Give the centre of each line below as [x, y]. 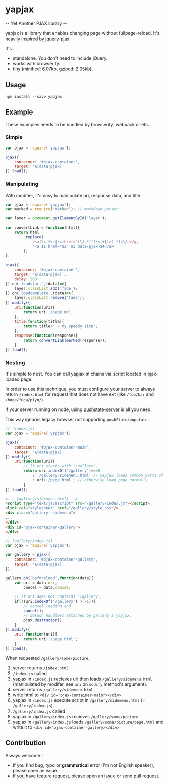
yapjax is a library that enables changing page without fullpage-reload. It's [82, 33]
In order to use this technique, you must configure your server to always [80, 389]
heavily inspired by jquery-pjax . [38, 39]
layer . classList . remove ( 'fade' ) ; [49, 298]
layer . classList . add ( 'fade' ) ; [46, 288]
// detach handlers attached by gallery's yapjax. [78, 615]
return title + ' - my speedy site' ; [61, 326]
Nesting [15, 362]
